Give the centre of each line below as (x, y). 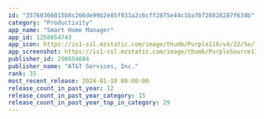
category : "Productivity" (50, 23)
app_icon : (24, 45)
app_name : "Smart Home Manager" (61, 30)
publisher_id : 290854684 (49, 59)
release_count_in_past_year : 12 (61, 88)
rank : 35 (22, 74)
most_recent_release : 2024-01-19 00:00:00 (79, 81)
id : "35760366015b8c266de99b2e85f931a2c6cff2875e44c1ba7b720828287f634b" (132, 15)
